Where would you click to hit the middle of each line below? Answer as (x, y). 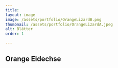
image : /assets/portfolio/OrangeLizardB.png (53, 19)
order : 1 (15, 34)
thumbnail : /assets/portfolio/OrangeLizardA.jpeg (59, 24)
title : (12, 10)
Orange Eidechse (33, 59)
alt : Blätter (19, 29)
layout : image (20, 15)
